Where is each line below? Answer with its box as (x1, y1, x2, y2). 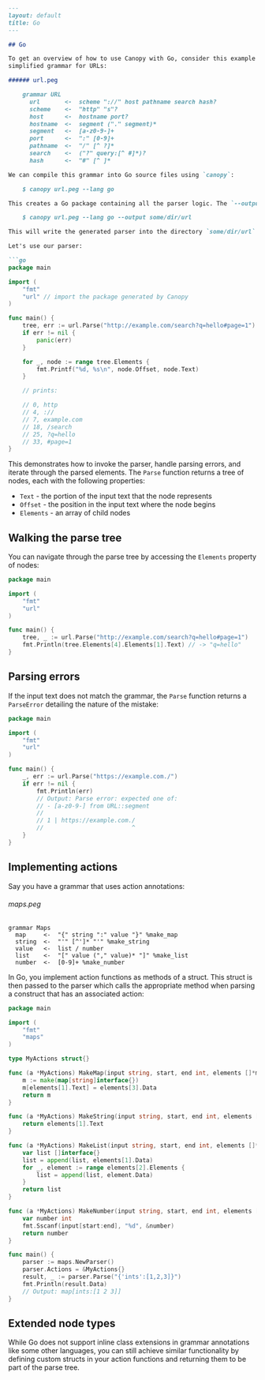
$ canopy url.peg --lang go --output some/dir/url (22, 214, 192, 222)
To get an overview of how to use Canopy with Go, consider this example (8, 54, 256, 63)
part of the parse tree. (8, 1363, 80, 1372)
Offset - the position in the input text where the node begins (19, 500, 216, 509)
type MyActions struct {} (8, 1055, 90, 1063)
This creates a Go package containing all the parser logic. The (8, 199, 227, 208)
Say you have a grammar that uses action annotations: (8, 881, 185, 891)
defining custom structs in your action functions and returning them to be (8, 1355, 247, 1364)
